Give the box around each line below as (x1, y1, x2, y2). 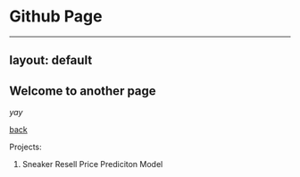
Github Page (9, 6, 103, 27)
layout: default (9, 53, 93, 68)
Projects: (9, 141, 42, 153)
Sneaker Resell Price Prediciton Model (21, 159, 163, 170)
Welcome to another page (9, 83, 156, 98)
